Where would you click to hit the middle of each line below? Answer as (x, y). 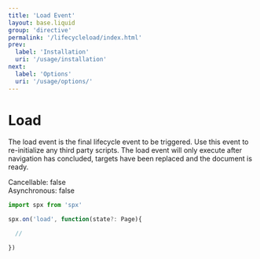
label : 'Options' (44, 74)
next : (17, 67)
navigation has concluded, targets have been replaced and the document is (130, 159)
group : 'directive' (40, 30)
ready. (18, 167)
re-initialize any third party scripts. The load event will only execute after (125, 150)
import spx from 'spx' (45, 205)
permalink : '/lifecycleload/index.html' (75, 37)
